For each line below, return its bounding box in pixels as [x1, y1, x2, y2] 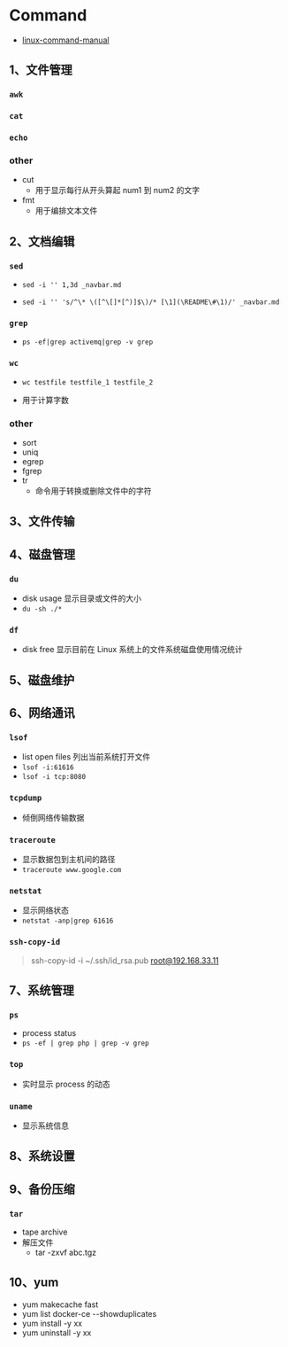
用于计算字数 [21, 394, 69, 405]
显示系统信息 [21, 1120, 69, 1131]
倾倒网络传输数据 [21, 812, 85, 822]
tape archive [21, 1226, 68, 1237]
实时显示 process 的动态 [21, 1078, 110, 1089]
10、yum [9, 1275, 59, 1290]
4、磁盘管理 [9, 547, 76, 562]
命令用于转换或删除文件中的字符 [34, 485, 152, 496]
